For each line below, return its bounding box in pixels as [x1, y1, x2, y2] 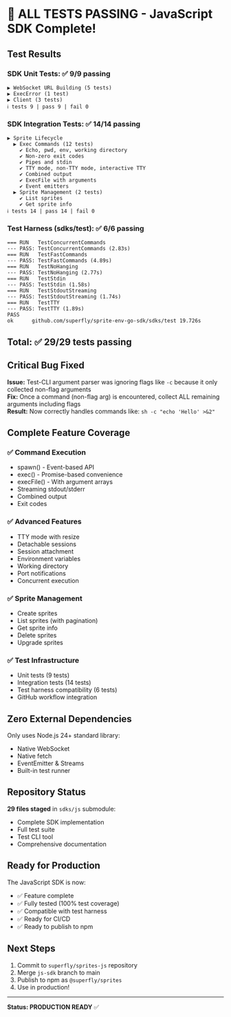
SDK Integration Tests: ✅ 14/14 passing [7, 119, 141, 129]
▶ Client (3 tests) [7, 96, 63, 103]
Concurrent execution [16, 576, 79, 584]
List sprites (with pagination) [16, 616, 98, 624]
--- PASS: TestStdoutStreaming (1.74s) [7, 294, 122, 300]
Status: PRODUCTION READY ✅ [7, 1003, 100, 1011]
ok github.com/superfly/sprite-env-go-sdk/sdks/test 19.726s [7, 318, 201, 325]
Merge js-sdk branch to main [16, 968, 100, 976]
